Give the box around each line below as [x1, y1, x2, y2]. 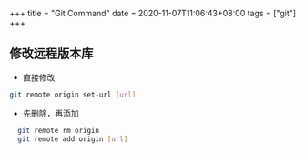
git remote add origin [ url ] [17, 134, 128, 144]
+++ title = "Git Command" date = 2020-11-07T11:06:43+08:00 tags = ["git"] [9, 8, 297, 18]
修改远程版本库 [9, 46, 94, 62]
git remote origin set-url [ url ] [9, 90, 137, 99]
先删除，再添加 [22, 107, 79, 118]
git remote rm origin [17, 126, 100, 135]
